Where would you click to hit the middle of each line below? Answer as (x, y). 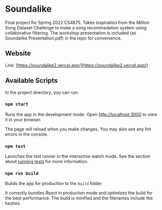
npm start (17, 104)
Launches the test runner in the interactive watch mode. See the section (78, 156)
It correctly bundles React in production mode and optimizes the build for (79, 193)
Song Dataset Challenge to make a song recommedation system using (76, 27)
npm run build (22, 174)
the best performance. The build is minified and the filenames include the (79, 198)
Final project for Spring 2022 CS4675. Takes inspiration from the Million (77, 22)
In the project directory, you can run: (42, 92)
